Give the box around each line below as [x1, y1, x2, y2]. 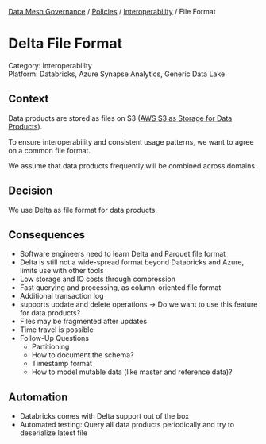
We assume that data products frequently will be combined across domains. [8, 160, 257, 170]
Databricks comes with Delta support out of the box [19, 411, 189, 421]
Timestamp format [31, 359, 93, 369]
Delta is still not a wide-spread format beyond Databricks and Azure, [19, 257, 245, 267]
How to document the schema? [31, 350, 134, 360]
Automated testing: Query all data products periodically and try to [19, 420, 235, 430]
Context [8, 92, 49, 106]
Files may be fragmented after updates [19, 317, 148, 326]
